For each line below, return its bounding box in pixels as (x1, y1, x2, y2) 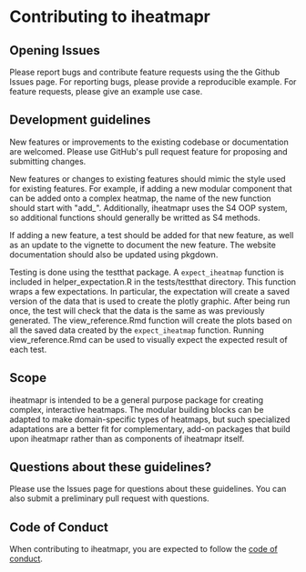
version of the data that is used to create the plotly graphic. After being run (9, 296, 291, 306)
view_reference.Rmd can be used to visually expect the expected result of (9, 334, 289, 345)
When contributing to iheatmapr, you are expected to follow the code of (9, 544, 278, 555)
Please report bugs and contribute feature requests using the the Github (9, 66, 280, 77)
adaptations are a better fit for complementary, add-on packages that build (9, 423, 291, 434)
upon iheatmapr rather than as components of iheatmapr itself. (9, 433, 245, 444)
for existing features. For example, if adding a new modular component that (9, 183, 292, 194)
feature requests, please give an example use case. (9, 86, 203, 96)
